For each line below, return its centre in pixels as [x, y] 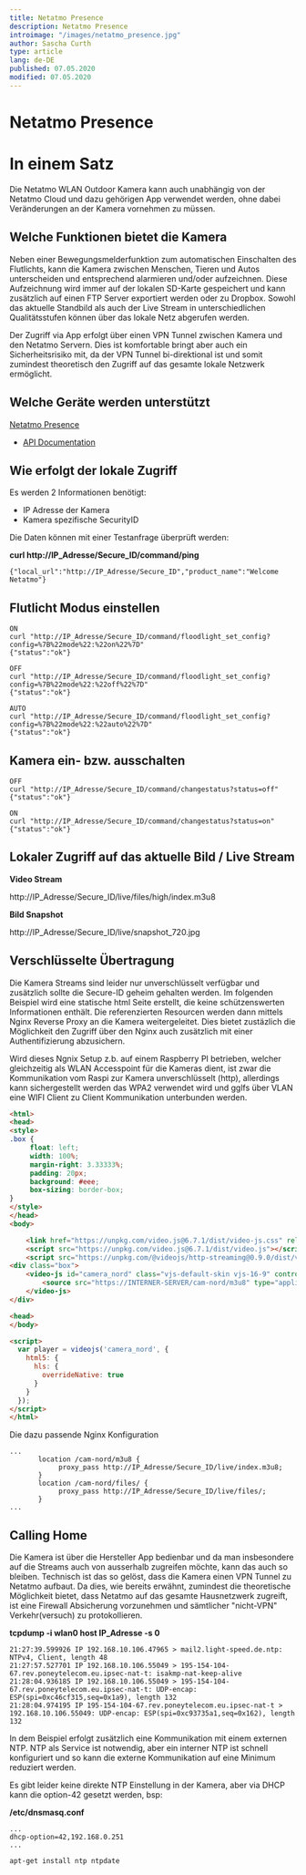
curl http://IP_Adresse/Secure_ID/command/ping [104, 555]
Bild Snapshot [36, 914]
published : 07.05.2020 [52, 69]
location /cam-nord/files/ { [93, 1484]
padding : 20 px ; [59, 1173]
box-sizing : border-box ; [77, 1190]
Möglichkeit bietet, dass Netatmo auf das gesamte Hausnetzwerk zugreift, [149, 1596]
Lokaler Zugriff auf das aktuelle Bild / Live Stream [152, 857]
